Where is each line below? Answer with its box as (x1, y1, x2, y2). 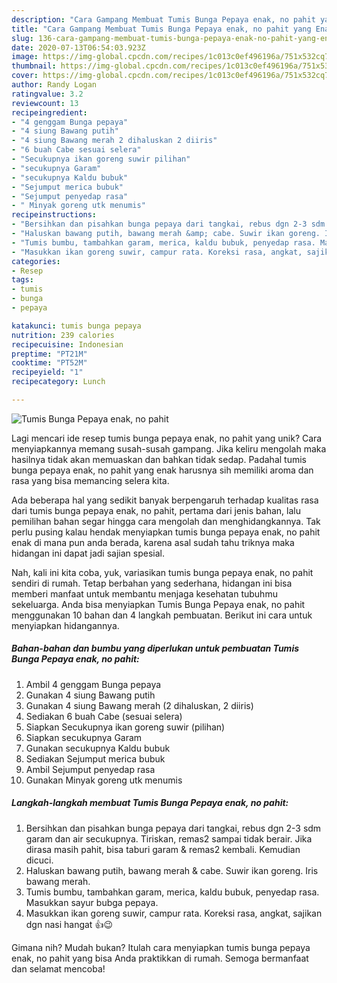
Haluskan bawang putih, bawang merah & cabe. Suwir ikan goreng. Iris (25, 864, 319, 876)
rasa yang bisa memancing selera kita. (11, 474, 170, 486)
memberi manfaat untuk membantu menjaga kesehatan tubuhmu (11, 587, 278, 600)
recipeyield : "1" (11, 367, 84, 378)
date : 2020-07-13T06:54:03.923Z (11, 42, 146, 53)
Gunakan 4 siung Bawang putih (25, 689, 156, 701)
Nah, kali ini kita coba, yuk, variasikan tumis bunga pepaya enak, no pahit (11, 566, 314, 578)
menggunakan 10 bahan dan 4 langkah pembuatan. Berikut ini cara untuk (11, 609, 313, 621)
